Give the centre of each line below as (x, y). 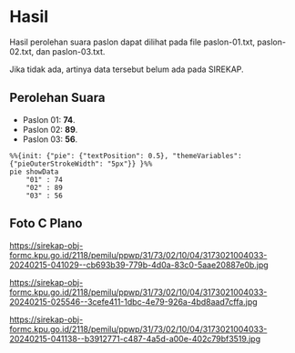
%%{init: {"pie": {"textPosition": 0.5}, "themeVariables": (126, 156)
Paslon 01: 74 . (49, 119)
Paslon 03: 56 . (50, 139)
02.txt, (22, 51)
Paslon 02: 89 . (50, 129)
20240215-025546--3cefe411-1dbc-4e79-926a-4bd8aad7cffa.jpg (133, 301)
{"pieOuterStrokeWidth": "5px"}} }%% (81, 164)
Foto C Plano (46, 223)
